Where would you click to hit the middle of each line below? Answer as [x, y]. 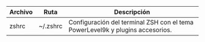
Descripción [132, 12]
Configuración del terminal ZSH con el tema [131, 22]
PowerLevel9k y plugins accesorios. [120, 30]
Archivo [21, 12]
